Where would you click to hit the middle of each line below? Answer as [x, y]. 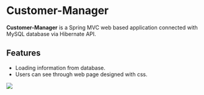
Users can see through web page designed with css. [81, 74]
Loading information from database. [60, 68]
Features [23, 53]
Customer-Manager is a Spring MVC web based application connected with [102, 27]
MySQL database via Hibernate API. [51, 33]
